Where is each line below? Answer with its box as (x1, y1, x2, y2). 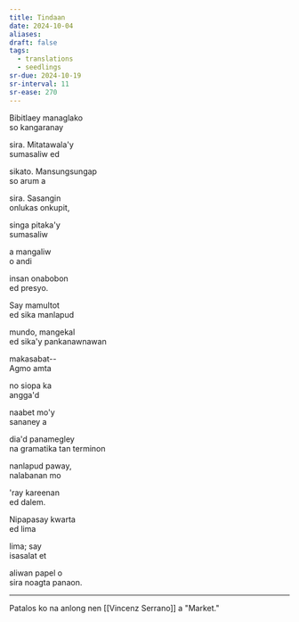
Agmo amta (9, 362, 52, 373)
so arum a (9, 175, 46, 186)
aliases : (9, 29, 42, 38)
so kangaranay (9, 121, 64, 132)
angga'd (9, 389, 40, 400)
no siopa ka (9, 380, 52, 391)
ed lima (9, 523, 36, 534)
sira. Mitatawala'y (9, 139, 74, 150)
